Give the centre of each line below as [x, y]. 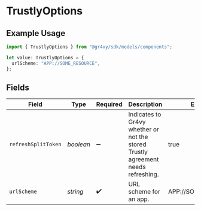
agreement [144, 159]
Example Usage [36, 33]
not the [138, 137]
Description [145, 104]
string [75, 192]
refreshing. [144, 174]
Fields [18, 87]
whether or [144, 129]
